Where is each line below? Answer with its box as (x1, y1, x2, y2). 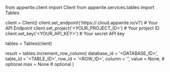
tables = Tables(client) (5, 40, 52, 46)
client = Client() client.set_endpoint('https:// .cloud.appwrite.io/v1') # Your (5, 20, 158, 26)
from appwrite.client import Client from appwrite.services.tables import (5, 5, 154, 10)
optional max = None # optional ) (5, 61, 74, 67)
